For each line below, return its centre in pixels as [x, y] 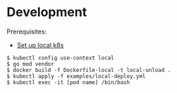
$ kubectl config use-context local [60, 58]
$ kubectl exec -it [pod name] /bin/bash [68, 82]
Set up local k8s [40, 45]
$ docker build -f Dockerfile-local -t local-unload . [89, 70]
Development [47, 12]
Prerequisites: [27, 31]
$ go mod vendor [30, 64]
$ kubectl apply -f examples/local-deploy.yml [76, 76]
